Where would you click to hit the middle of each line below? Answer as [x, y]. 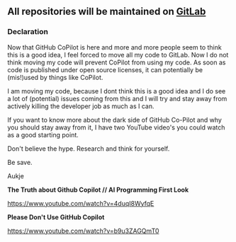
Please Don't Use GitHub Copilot [56, 217]
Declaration [28, 32]
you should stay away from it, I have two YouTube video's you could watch [116, 127]
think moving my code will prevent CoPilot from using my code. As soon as [117, 62]
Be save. [20, 162]
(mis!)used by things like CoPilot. [55, 77]
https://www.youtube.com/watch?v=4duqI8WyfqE [81, 203]
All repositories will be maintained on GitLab [107, 12]
